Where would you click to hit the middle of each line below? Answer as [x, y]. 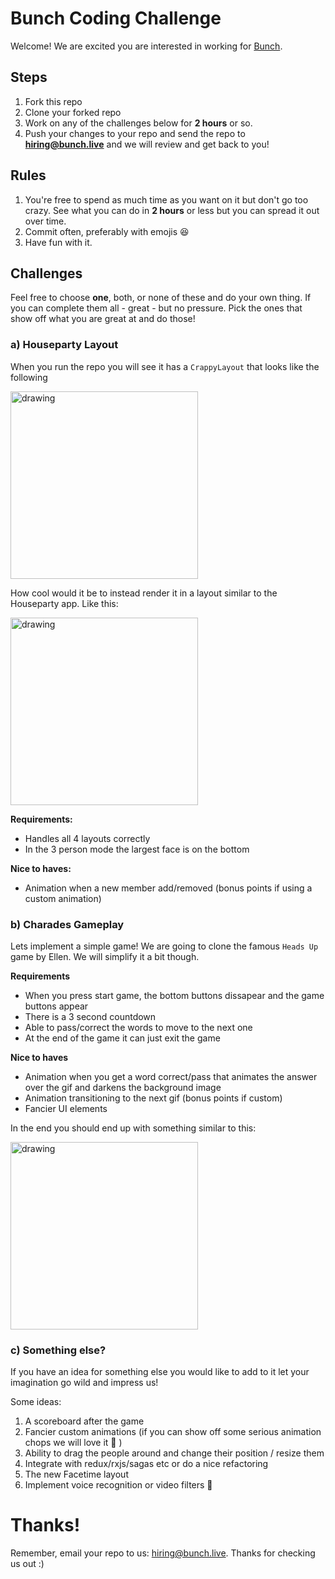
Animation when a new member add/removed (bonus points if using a [168, 888]
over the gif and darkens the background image [123, 1087]
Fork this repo [53, 101]
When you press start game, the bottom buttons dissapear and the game [174, 995]
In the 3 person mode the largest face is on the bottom [137, 849]
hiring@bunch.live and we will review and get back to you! [147, 144]
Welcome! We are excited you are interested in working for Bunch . [146, 46]
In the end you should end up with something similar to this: [133, 1128]
